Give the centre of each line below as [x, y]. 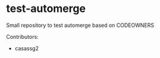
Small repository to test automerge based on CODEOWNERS [80, 25]
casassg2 [26, 48]
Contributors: [22, 36]
